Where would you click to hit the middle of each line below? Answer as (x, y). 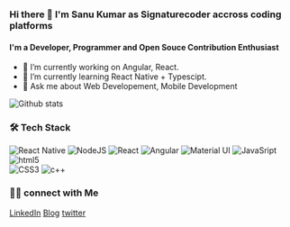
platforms (31, 25)
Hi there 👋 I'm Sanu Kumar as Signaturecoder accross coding (145, 14)
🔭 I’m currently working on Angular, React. (100, 68)
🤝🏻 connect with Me (54, 193)
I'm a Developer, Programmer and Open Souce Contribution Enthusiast (144, 47)
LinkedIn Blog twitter (48, 213)
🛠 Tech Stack (40, 128)
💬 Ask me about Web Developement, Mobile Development (130, 86)
